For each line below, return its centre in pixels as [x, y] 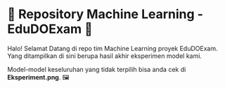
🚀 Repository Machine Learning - [105, 14]
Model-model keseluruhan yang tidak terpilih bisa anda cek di [97, 69]
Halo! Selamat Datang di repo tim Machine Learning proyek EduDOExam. [112, 48]
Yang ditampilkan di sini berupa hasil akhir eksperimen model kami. [105, 56]
